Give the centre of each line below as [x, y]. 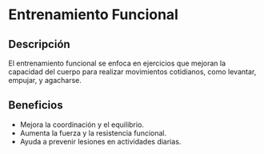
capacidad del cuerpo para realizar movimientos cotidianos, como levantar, [132, 72]
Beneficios [36, 105]
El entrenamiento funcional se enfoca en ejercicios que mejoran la [117, 63]
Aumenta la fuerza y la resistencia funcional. [93, 132]
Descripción [39, 44]
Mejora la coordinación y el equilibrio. [82, 124]
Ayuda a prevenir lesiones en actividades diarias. [100, 141]
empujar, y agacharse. [45, 80]
